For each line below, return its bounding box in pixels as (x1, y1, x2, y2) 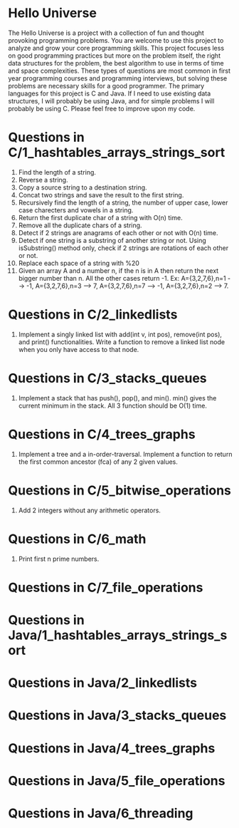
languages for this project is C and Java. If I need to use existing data (8, 89, 211, 98)
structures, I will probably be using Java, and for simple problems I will (8, 96, 215, 105)
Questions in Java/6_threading (8, 805, 194, 821)
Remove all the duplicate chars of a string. (18, 221, 142, 229)
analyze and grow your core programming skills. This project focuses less (8, 43, 225, 52)
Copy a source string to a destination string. (18, 183, 148, 192)
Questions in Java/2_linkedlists (8, 675, 198, 691)
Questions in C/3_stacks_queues (8, 371, 207, 386)
